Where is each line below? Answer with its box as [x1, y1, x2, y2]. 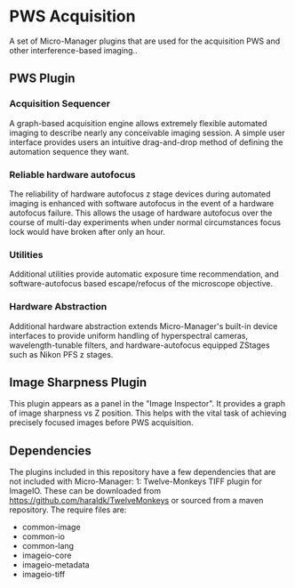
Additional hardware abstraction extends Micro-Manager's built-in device [9, 320, 278, 331]
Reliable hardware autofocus [9, 168, 136, 181]
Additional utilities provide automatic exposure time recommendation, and [9, 269, 280, 279]
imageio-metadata [21, 560, 91, 570]
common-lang [21, 541, 74, 552]
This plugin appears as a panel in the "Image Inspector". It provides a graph [9, 399, 286, 409]
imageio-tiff [21, 569, 66, 580]
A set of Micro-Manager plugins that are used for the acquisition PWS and [9, 36, 281, 46]
